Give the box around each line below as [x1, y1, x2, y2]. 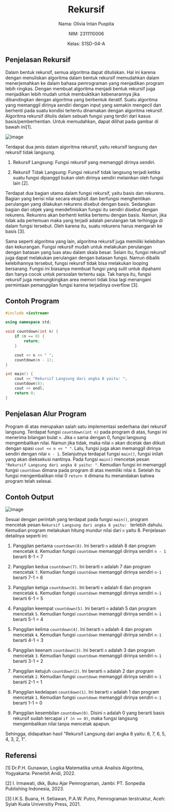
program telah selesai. [5, 478, 52, 484]
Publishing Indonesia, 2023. [5, 786, 64, 792]
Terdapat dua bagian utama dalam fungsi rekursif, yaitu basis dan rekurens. [5, 190, 165, 196]
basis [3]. [5, 228, 26, 234]
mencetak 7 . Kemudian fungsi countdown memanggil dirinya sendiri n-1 [12, 569, 162, 575]
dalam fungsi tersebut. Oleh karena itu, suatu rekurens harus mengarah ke [5, 223, 163, 229]
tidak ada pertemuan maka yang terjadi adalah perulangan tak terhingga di [5, 217, 163, 223]
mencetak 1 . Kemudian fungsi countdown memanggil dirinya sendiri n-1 [12, 694, 162, 700]
